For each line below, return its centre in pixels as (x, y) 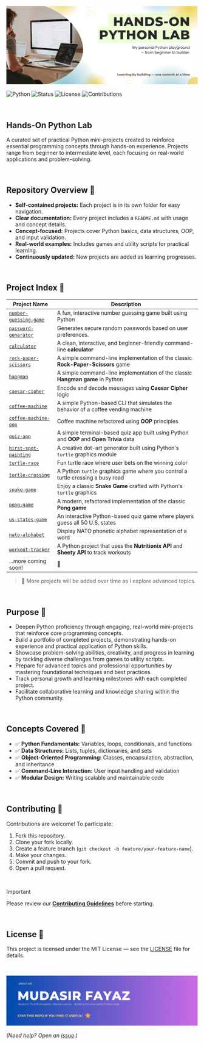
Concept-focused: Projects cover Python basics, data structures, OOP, (104, 231)
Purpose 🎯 (26, 612)
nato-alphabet (27, 535)
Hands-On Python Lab (49, 125)
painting (20, 454)
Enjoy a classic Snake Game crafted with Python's (120, 486)
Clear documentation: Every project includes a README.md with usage (101, 218)
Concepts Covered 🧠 (46, 729)
